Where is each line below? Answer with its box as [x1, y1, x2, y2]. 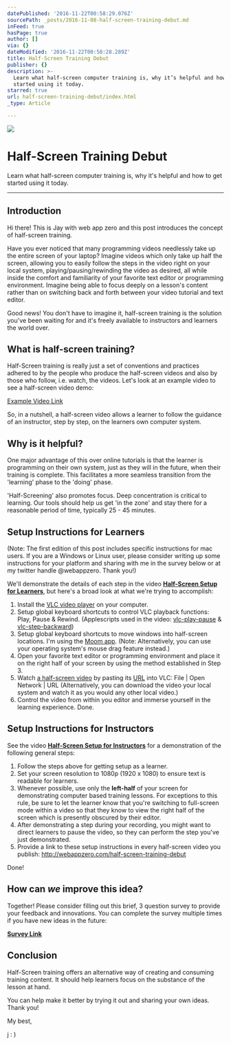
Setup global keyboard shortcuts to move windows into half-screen [16, 630, 208, 638]
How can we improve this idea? [7, 884, 143, 895]
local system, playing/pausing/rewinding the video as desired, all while [7, 266, 208, 275]
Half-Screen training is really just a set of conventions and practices [7, 361, 199, 370]
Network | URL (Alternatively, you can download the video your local [16, 681, 211, 690]
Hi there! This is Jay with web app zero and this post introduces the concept [7, 223, 223, 232]
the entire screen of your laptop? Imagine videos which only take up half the [7, 251, 223, 259]
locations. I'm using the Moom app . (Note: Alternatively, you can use [16, 637, 211, 646]
